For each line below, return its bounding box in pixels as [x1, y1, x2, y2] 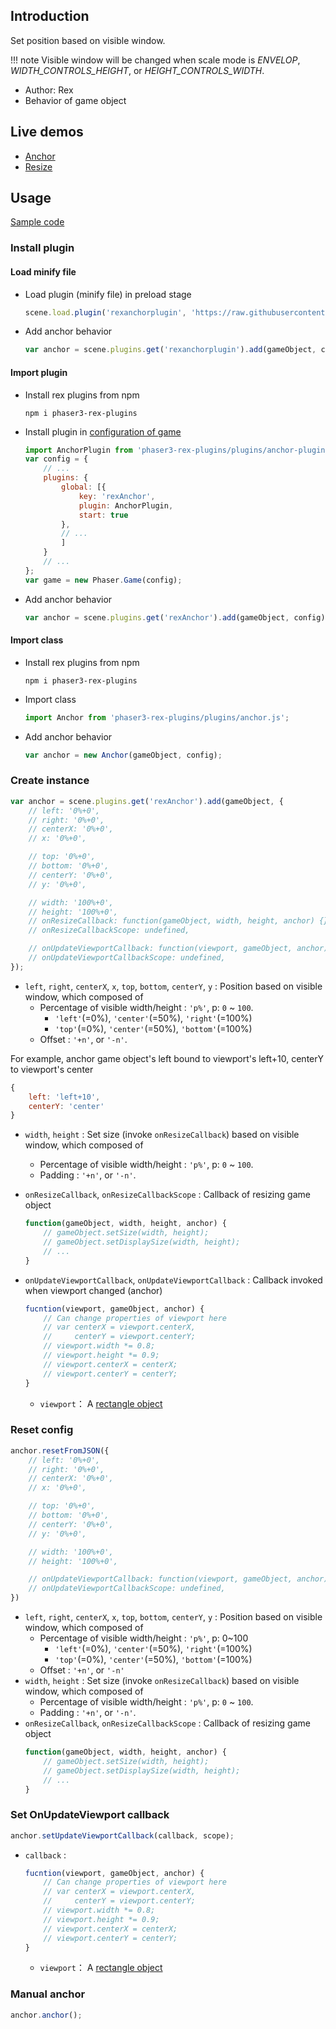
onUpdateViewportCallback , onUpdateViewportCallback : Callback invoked [24, 1274, 323, 1286]
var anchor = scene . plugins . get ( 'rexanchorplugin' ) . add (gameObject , [24, 345, 317, 355]
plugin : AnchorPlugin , [78, 500, 174, 511]
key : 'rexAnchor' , [78, 491, 156, 501]
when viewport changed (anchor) [24, 1284, 163, 1296]
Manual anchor [10, 1987, 86, 2001]
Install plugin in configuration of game [24, 425, 182, 438]
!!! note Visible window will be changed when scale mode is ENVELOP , [10, 54, 301, 66]
